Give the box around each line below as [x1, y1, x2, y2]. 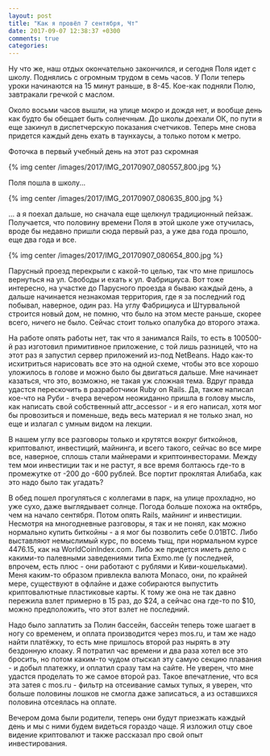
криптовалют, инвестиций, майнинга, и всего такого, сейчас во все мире [8, 443, 262, 453]
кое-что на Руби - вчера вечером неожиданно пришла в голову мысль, [8, 393, 256, 403]
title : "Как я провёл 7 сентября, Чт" [8, 19, 139, 27]
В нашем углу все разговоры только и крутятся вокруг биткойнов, [8, 435, 238, 445]
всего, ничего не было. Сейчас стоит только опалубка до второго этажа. [8, 318, 260, 328]
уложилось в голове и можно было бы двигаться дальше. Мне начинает [8, 368, 259, 378]
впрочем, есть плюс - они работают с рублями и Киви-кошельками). [8, 562, 248, 571]
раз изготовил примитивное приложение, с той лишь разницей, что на [15, 342, 258, 352]
